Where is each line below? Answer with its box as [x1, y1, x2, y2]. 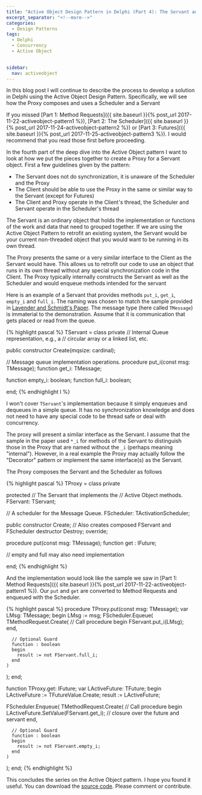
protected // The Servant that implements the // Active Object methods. [6, 492, 183, 499]
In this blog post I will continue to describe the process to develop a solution [6, 87, 195, 94]
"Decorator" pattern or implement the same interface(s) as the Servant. [6, 457, 183, 464]
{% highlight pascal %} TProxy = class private [6, 480, 120, 487]
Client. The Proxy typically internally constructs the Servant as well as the [6, 273, 189, 280]
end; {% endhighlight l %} [6, 388, 70, 396]
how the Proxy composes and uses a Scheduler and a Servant [6, 100, 161, 107]
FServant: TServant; [6, 498, 56, 505]
